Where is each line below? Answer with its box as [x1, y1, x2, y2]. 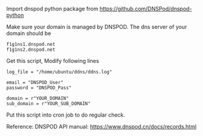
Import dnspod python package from [6, 5, 99, 12]
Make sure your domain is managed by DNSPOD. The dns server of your [6, 24, 187, 30]
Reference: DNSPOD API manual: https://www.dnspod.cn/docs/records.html [6, 123, 197, 130]
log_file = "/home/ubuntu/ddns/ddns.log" [6, 69, 113, 75]
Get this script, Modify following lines [6, 57, 99, 64]
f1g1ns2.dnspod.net [6, 47, 56, 53]
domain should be [6, 30, 52, 37]
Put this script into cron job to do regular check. [6, 111, 125, 118]
